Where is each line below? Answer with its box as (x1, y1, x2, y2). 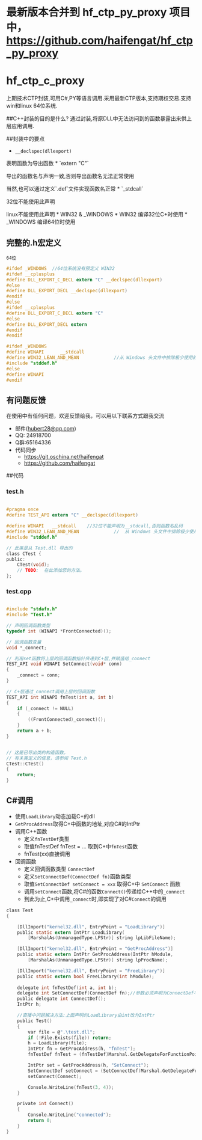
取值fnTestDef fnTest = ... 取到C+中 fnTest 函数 (23, 842, 138, 850)
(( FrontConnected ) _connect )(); (28, 717, 106, 723)
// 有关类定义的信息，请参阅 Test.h (6, 755, 87, 761)
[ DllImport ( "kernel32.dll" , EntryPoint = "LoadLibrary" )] (17, 924, 165, 930)
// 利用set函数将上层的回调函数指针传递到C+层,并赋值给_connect (6, 655, 151, 661)
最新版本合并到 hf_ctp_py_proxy (6, 5, 167, 19)
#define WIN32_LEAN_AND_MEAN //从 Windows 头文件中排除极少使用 (6, 355, 193, 361)
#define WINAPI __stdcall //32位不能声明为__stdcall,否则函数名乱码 (6, 523, 183, 529)
